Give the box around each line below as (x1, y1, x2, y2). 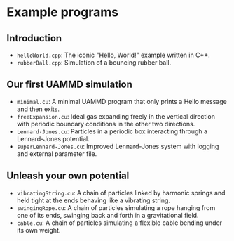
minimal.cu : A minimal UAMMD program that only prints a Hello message (16, 97, 227, 105)
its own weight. (16, 226, 61, 234)
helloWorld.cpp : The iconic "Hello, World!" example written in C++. (16, 51, 211, 59)
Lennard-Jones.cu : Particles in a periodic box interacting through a (16, 127, 208, 136)
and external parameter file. (16, 149, 97, 158)
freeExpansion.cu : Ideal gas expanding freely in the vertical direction (16, 112, 215, 120)
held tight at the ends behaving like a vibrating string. (16, 196, 171, 204)
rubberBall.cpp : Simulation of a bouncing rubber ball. (16, 58, 172, 67)
